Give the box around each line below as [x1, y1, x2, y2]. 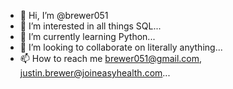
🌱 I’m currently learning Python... [19, 31, 156, 42]
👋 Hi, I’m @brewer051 [19, 10, 109, 21]
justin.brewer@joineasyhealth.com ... [19, 67, 171, 79]
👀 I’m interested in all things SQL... [19, 20, 162, 32]
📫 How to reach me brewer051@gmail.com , [19, 53, 203, 64]
